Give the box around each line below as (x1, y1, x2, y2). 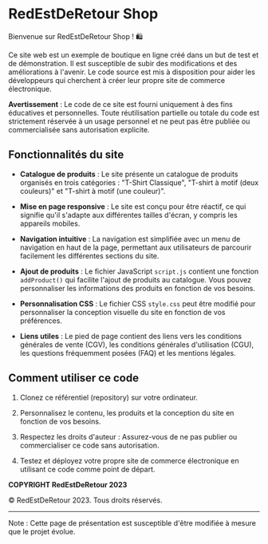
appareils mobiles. (19, 219, 81, 228)
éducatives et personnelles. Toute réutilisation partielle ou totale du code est (8, 108, 260, 117)
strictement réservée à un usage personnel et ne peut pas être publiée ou (8, 116, 250, 126)
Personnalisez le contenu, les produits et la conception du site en (19, 408, 235, 417)
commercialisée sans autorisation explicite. (8, 124, 150, 134)
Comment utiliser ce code (8, 372, 140, 385)
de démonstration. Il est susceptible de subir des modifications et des (8, 58, 238, 68)
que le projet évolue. (8, 526, 76, 536)
